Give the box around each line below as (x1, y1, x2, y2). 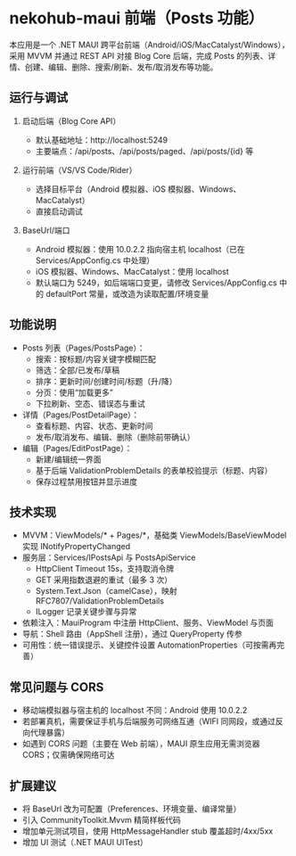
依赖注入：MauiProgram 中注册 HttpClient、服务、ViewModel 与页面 (21, 617, 275, 629)
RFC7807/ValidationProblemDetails (35, 596, 165, 606)
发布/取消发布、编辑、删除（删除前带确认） (35, 432, 195, 442)
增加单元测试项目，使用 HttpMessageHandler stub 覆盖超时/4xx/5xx (21, 826, 274, 836)
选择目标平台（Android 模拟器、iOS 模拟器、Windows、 (35, 184, 242, 194)
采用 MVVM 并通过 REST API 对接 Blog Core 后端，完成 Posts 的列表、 (9, 50, 268, 61)
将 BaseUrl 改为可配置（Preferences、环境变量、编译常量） (21, 803, 242, 814)
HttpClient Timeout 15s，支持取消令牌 (35, 564, 175, 574)
